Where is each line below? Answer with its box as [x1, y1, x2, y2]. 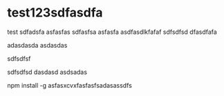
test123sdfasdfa [7, 5, 103, 21]
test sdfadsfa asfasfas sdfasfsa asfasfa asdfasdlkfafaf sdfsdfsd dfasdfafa [7, 28, 218, 36]
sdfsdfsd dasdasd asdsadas [7, 68, 88, 76]
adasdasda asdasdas [7, 41, 68, 49]
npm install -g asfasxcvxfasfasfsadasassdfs [7, 81, 133, 89]
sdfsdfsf [7, 54, 31, 63]
